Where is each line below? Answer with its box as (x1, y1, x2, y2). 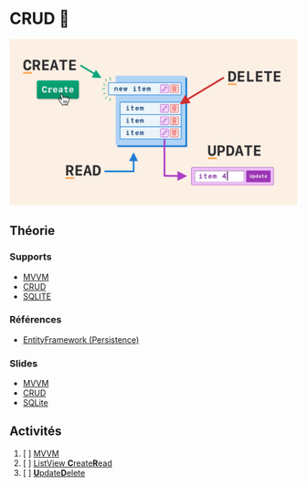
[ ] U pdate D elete (22, 467, 86, 478)
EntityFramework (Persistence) (22, 333, 140, 345)
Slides (9, 356, 38, 369)
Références (9, 313, 62, 326)
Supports (9, 250, 52, 263)
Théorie (9, 223, 56, 238)
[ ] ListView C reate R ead (22, 457, 112, 469)
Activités (9, 424, 62, 439)
